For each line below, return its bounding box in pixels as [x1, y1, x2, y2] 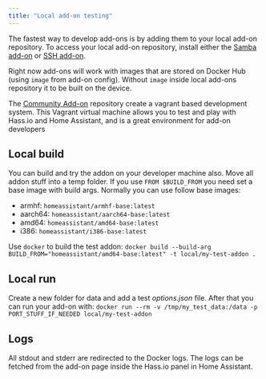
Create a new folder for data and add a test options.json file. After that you [8, 293, 254, 303]
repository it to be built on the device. [8, 83, 132, 93]
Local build [8, 147, 65, 161]
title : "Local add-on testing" [8, 11, 113, 20]
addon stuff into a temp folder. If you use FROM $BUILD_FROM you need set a [8, 177, 253, 186]
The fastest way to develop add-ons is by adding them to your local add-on [8, 34, 258, 43]
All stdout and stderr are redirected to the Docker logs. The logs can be [8, 353, 244, 363]
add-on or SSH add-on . [8, 50, 87, 60]
